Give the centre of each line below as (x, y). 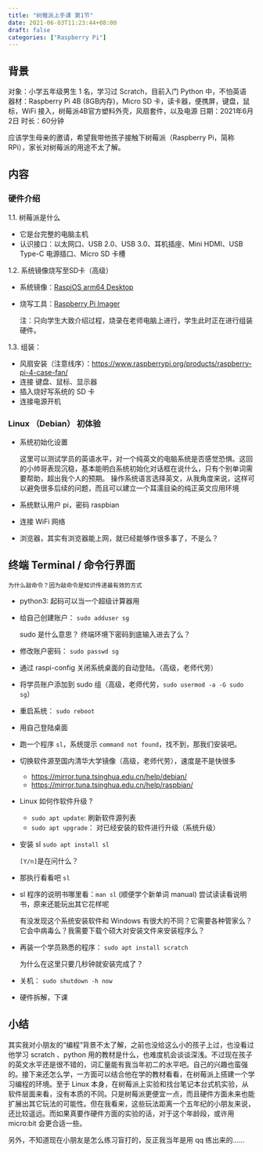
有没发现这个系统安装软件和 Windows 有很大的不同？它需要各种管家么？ (136, 921)
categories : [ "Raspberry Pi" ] (58, 37)
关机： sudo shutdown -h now (66, 980)
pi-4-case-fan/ (43, 372)
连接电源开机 (40, 401)
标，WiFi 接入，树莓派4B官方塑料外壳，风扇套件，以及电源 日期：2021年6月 (131, 111)
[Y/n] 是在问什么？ (49, 861)
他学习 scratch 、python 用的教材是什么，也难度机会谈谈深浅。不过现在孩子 (130, 1054)
